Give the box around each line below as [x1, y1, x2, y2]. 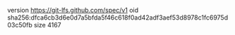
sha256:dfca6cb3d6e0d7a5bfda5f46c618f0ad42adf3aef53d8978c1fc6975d [7, 13, 228, 22]
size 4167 [34, 21, 61, 29]
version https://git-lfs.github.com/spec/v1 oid [7, 6, 139, 14]
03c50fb [7, 21, 33, 29]
